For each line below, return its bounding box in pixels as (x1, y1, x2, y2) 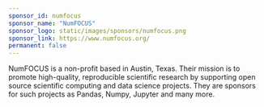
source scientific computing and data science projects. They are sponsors (8, 81, 257, 91)
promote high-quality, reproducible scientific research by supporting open (8, 72, 256, 82)
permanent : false (8, 42, 67, 50)
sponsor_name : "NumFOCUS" (8, 19, 96, 27)
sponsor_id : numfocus (8, 11, 82, 20)
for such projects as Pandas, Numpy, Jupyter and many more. (8, 89, 215, 99)
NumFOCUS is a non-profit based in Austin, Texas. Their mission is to (8, 64, 241, 73)
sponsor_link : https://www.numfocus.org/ (8, 34, 151, 43)
